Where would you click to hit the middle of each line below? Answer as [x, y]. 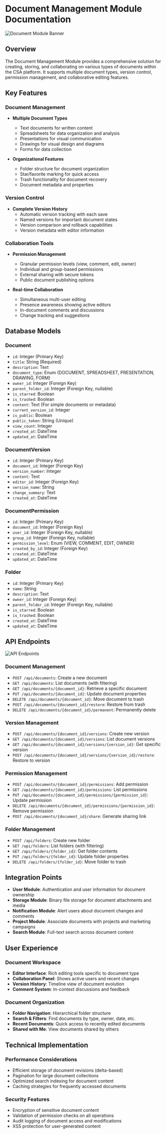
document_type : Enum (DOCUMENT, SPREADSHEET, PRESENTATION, [83, 372]
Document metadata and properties [56, 185]
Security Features [27, 1099]
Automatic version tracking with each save [64, 214]
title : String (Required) [37, 362]
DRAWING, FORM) [31, 378]
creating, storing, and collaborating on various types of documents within [81, 66]
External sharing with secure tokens [57, 275]
